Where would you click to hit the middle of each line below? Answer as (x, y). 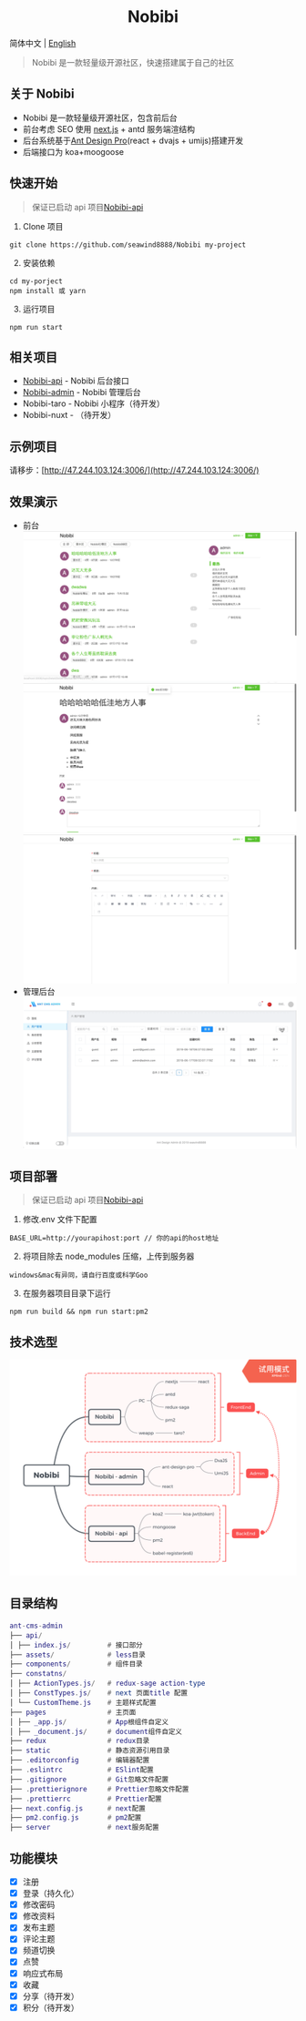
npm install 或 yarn (48, 291)
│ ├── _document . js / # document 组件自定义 (96, 1731)
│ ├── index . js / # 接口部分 (76, 1645)
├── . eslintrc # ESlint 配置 (82, 1770)
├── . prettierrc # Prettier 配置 (86, 1799)
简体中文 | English (43, 43)
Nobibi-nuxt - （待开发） (69, 415)
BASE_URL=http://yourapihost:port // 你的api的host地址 (114, 1239)
